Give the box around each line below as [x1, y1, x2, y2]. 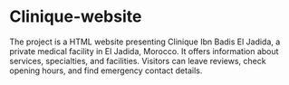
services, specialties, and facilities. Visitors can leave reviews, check [9, 55, 266, 66]
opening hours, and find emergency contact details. [9, 65, 203, 76]
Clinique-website [9, 6, 142, 27]
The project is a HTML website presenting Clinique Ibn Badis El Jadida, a [9, 36, 281, 47]
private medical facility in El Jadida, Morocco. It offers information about [9, 45, 279, 56]
